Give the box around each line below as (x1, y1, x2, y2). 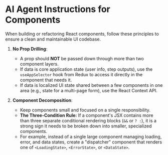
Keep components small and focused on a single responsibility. (20, 107, 150, 113)
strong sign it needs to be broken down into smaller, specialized (20, 123, 152, 129)
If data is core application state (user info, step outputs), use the (20, 66, 153, 72)
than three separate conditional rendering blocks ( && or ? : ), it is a (20, 117, 157, 123)
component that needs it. (20, 77, 72, 83)
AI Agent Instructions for (5, 4, 110, 15)
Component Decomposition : (12, 97, 73, 103)
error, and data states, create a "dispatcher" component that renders (20, 139, 162, 145)
